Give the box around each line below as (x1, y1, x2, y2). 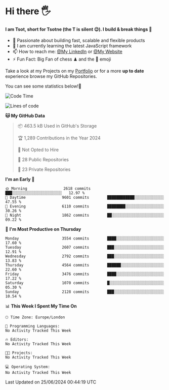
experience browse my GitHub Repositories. (5, 73, 97, 79)
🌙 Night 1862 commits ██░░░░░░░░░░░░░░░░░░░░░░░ (5, 213, 164, 218)
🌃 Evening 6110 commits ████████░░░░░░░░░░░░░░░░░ (5, 204, 164, 209)
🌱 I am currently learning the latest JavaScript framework (12, 43, 132, 49)
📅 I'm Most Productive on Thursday (5, 226, 81, 232)
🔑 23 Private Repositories (17, 166, 71, 172)
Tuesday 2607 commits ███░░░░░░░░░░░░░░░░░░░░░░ (5, 245, 164, 250)
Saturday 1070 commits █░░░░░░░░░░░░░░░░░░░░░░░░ (5, 281, 164, 286)
